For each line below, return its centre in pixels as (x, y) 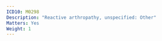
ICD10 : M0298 (23, 12)
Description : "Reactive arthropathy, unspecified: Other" (81, 17)
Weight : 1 (19, 29)
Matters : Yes (23, 23)
